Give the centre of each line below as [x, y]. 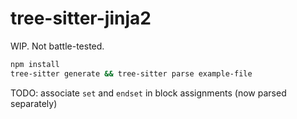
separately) [34, 103]
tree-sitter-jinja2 [81, 18]
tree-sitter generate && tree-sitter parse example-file [131, 73]
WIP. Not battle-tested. [57, 46]
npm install [35, 64]
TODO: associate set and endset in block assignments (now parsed [148, 93]
